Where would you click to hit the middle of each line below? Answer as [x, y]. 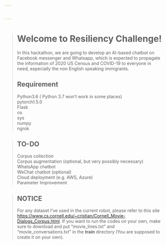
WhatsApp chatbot [36, 167]
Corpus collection [35, 156]
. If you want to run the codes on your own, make [110, 221]
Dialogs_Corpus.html [38, 221]
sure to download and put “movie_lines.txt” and [66, 226]
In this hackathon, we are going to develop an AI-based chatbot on [85, 53]
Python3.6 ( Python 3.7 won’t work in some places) [69, 96]
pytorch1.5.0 [29, 102]
